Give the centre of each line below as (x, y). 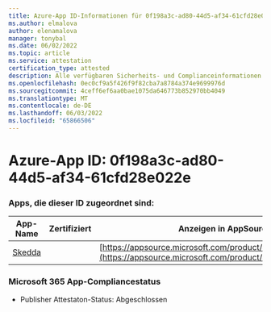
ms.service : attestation (50, 61)
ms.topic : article (39, 53)
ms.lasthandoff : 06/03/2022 (56, 114)
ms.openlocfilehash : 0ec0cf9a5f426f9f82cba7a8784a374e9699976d (117, 83)
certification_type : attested (59, 69)
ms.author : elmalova (43, 23)
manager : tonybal (38, 38)
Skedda (27, 252)
